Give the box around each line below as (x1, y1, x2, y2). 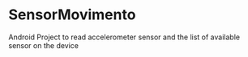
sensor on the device (8, 40, 79, 50)
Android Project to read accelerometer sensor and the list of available (8, 32, 241, 42)
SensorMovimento (8, 6, 136, 24)
